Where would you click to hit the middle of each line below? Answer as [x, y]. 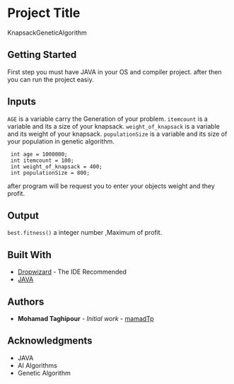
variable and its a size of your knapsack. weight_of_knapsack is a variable [114, 126]
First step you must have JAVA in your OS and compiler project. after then [115, 71]
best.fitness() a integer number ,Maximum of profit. [85, 233]
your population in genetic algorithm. [61, 141]
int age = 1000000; [39, 154]
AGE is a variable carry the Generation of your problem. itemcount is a [108, 119]
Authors [26, 302]
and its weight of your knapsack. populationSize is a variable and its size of [117, 134]
